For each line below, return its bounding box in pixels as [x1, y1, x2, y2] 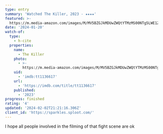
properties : [9, 43, 34, 48]
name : [14, 47, 25, 52]
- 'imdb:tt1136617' [17, 74, 57, 79]
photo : [14, 56, 27, 61]
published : [14, 88, 36, 93]
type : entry [5, 7, 29, 12]
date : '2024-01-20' [5, 25, 45, 30]
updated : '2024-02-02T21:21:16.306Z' [5, 106, 81, 111]
